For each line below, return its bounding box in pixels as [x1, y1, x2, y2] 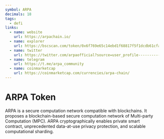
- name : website [9, 30, 42, 35]
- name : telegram [9, 57, 45, 62]
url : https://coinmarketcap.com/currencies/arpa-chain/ [14, 71, 130, 76]
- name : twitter [9, 48, 42, 53]
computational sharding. [5, 128, 54, 134]
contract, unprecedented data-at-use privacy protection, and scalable [5, 123, 146, 129]
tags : [5, 16, 16, 21]
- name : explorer [9, 39, 45, 44]
